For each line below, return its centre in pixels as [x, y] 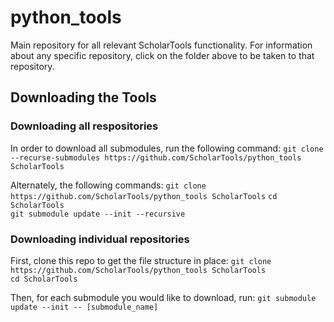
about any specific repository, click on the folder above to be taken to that [162, 55]
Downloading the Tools [83, 97]
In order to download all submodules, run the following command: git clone [167, 148]
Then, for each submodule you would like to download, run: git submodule [163, 297]
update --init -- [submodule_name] [84, 307]
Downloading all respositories [84, 126]
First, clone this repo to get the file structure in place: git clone [141, 260]
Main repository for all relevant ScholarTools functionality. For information [161, 45]
